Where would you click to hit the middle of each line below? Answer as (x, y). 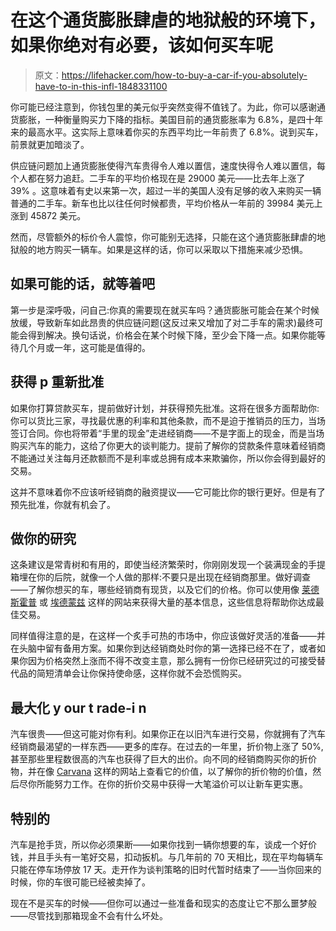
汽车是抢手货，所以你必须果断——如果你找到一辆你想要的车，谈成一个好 (159, 844)
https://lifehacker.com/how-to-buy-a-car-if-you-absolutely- (184, 75)
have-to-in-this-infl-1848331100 (101, 86)
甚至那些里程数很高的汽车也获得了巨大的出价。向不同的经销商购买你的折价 (163, 759)
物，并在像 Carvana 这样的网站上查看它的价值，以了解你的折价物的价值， (161, 772)
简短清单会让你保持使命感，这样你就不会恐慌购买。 (141, 673)
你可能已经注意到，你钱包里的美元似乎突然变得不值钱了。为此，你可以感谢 (163, 107)
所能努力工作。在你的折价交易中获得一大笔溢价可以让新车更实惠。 (172, 784)
